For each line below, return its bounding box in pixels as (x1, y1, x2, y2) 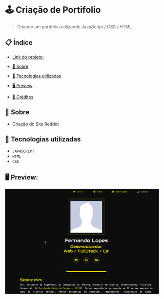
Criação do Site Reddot (12, 121, 59, 127)
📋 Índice (5, 39, 33, 47)
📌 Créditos (12, 94, 34, 100)
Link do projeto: (12, 54, 44, 60)
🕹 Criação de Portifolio (5, 4, 101, 16)
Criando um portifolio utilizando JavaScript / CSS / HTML (17, 23, 132, 30)
